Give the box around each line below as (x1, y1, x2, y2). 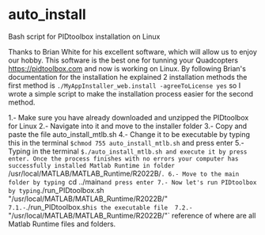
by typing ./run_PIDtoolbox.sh (8, 185, 104, 195)
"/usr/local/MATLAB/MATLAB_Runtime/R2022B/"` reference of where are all (8, 210, 256, 220)
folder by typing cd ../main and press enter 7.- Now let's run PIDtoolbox (8, 176, 257, 187)
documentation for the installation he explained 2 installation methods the (8, 72, 248, 81)
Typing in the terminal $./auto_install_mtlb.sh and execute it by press (8, 146, 248, 156)
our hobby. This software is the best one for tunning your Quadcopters (8, 55, 239, 65)
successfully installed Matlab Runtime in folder (8, 161, 176, 169)
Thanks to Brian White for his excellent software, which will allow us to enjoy (8, 47, 257, 56)
